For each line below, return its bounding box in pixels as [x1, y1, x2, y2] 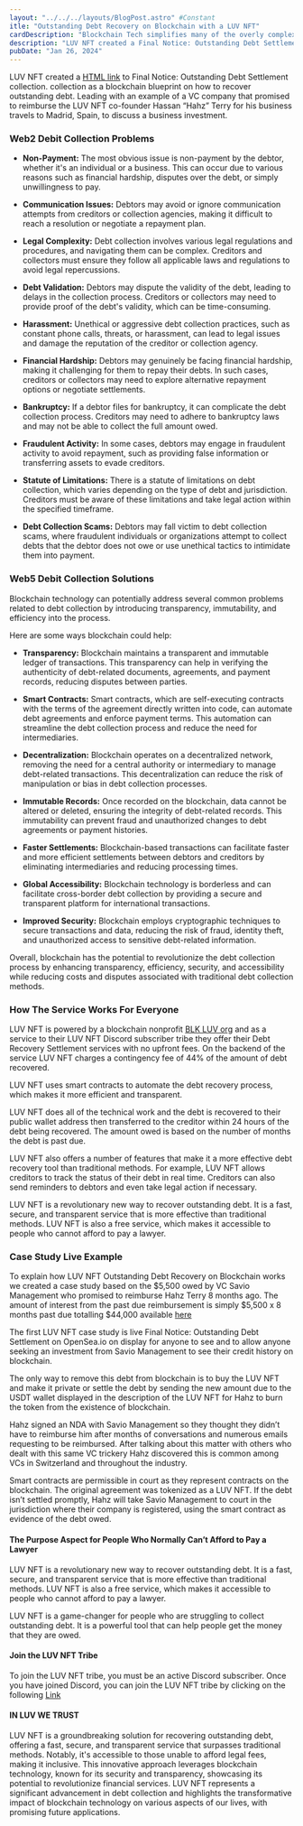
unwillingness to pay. [22, 181, 101, 192]
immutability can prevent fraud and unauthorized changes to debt [22, 814, 267, 826]
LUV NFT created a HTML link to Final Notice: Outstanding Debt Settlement [9, 71, 289, 82]
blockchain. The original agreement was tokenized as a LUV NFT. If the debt [9, 1485, 293, 1496]
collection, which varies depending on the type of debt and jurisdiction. [22, 485, 288, 496]
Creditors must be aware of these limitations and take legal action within [22, 494, 291, 505]
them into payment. [22, 550, 95, 561]
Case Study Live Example [9, 1250, 124, 1263]
